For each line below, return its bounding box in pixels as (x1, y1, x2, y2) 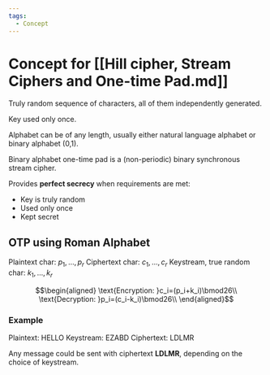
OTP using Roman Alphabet (8, 235, 151, 249)
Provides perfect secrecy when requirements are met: (8, 179, 191, 189)
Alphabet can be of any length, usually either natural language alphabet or (8, 130, 256, 140)
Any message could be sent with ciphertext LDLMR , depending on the (8, 349, 243, 359)
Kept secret (19, 212, 59, 222)
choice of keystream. (8, 357, 79, 367)
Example (8, 314, 44, 325)
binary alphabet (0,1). (8, 139, 79, 149)
